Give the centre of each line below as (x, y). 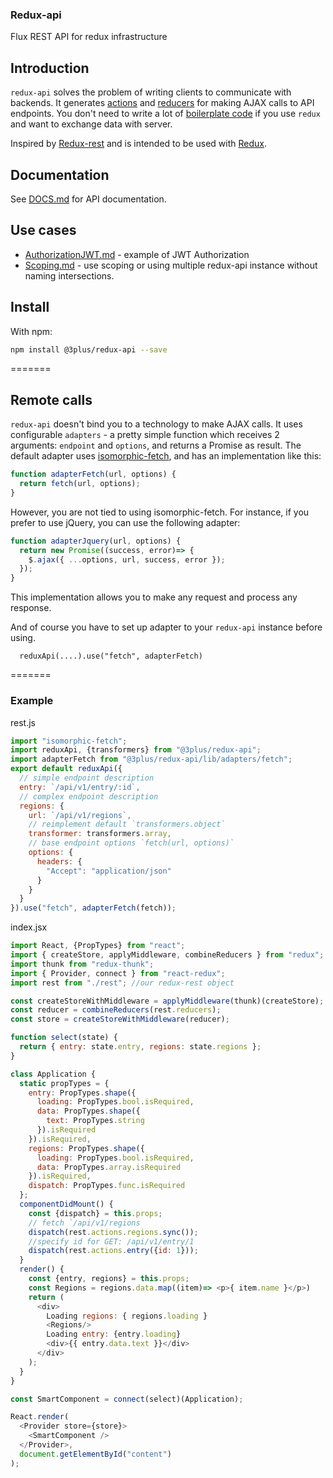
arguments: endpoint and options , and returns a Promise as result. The (156, 445)
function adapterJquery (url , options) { (96, 541)
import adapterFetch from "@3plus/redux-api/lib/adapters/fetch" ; (151, 759)
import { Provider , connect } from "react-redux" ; (118, 973)
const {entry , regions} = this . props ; (109, 1279)
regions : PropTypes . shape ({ (86, 1148)
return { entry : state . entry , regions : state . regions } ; (140, 1047)
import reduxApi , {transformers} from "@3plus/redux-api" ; (136, 750)
